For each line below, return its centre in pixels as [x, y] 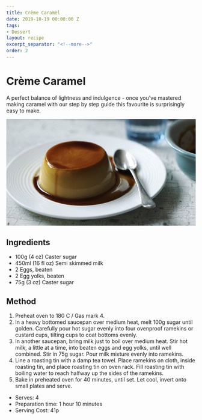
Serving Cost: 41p [37, 410]
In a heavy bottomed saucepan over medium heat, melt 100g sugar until [104, 322]
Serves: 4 [27, 398]
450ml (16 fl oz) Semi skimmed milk [59, 263]
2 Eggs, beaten [34, 270]
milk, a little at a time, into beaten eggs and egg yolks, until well [93, 348]
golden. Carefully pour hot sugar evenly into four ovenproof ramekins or [104, 329]
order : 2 [17, 51]
